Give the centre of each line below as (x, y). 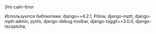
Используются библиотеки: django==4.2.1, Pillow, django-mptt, (69, 16)
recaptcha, (15, 26)
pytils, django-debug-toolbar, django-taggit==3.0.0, (82, 21)
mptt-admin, (17, 21)
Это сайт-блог (19, 7)
